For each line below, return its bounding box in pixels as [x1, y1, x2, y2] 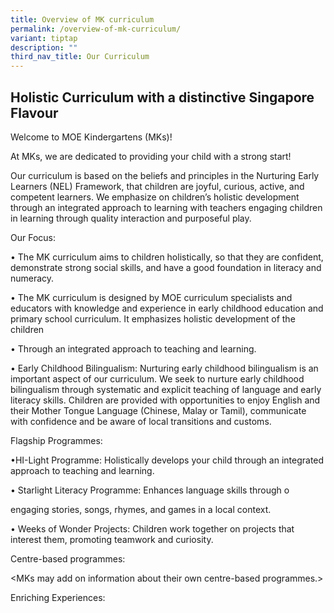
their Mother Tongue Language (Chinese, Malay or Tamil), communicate [10, 404, 307, 416]
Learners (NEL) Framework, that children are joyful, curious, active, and [10, 180, 305, 192]
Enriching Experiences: [10, 591, 106, 603]
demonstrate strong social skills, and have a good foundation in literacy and [10, 261, 322, 273]
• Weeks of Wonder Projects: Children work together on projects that [10, 522, 295, 535]
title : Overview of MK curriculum [10, 14, 155, 25]
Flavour [10, 104, 59, 121]
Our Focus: [10, 231, 56, 243]
